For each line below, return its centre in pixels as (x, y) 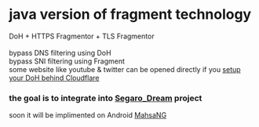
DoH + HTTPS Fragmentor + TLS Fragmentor (82, 36)
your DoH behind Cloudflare (54, 78)
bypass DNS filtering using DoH (60, 53)
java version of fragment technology (130, 15)
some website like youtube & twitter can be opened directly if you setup (125, 69)
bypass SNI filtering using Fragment (67, 61)
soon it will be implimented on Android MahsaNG (88, 115)
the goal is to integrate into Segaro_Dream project (106, 98)
